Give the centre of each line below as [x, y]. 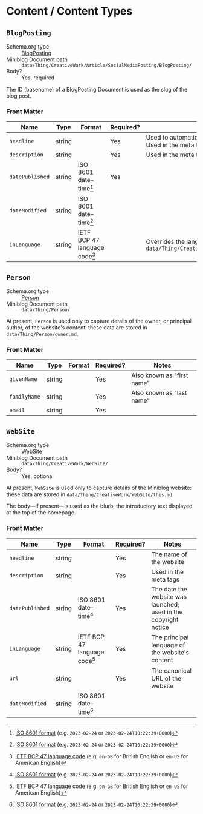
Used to [157, 138]
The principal [170, 637]
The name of [169, 554]
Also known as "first [159, 375]
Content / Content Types [69, 11]
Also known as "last [159, 393]
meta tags [166, 579]
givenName [23, 379]
